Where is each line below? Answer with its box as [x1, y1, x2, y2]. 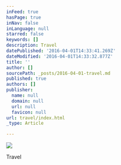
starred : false [6, 31, 44, 37]
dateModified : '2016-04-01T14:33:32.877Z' [6, 53, 113, 59]
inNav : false [6, 20, 39, 26]
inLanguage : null [6, 25, 49, 32]
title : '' [6, 59, 31, 65]
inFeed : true [6, 8, 39, 15]
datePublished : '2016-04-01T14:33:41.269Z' [6, 48, 116, 54]
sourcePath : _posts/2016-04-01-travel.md [6, 70, 111, 76]
